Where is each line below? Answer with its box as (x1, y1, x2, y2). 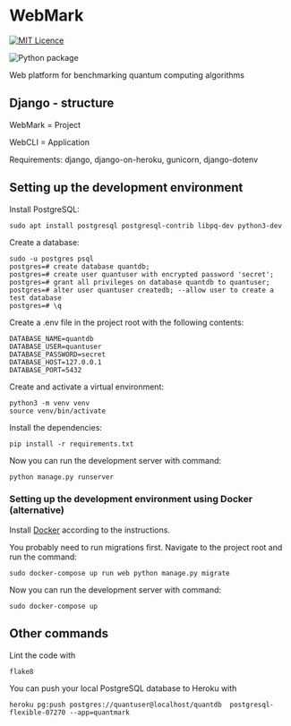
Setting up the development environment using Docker (9, 493, 253, 506)
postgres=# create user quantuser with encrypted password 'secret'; (9, 269, 275, 278)
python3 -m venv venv (9, 398, 90, 407)
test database (9, 293, 63, 303)
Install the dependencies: (9, 422, 103, 432)
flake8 (9, 667, 34, 676)
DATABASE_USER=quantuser (9, 342, 102, 351)
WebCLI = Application (9, 136, 90, 148)
